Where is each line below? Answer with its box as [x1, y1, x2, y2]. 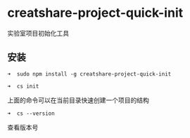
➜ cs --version [7, 110, 55, 117]
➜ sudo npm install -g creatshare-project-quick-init [7, 70, 172, 78]
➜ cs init [7, 83, 39, 90]
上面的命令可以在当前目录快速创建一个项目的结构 [7, 96, 149, 104]
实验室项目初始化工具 [7, 29, 69, 37]
